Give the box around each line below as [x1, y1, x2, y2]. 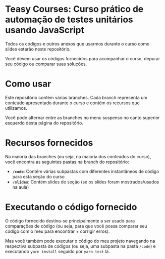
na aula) [12, 184, 29, 190]
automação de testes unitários [5, 14, 133, 25]
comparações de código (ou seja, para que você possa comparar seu [5, 223, 148, 229]
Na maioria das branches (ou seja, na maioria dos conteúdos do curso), [5, 153, 151, 159]
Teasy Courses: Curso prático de [5, 3, 144, 15]
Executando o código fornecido [5, 202, 137, 213]
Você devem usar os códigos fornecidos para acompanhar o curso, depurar [5, 55, 160, 61]
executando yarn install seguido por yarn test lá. [5, 248, 110, 254]
